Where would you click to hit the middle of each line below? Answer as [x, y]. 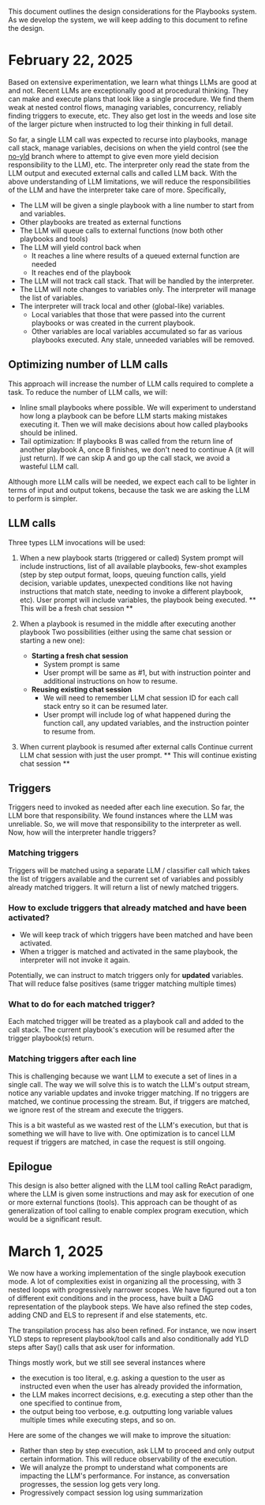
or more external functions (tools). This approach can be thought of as [123, 1203]
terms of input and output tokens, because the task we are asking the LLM [129, 490]
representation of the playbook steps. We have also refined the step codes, [131, 1307]
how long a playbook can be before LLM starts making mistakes [123, 415]
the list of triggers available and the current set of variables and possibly [126, 878]
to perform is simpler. [43, 499]
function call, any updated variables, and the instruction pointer [146, 722]
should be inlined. [49, 432]
